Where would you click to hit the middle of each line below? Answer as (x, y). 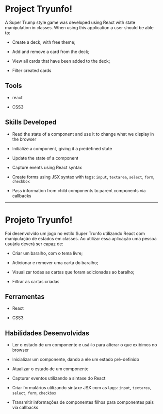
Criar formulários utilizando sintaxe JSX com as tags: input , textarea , (81, 388)
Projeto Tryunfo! (39, 220)
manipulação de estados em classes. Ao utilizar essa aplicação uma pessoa (81, 238)
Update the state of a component (45, 158)
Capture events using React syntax (47, 167)
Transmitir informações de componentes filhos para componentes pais (83, 402)
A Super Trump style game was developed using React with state (70, 22)
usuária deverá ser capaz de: (34, 244)
